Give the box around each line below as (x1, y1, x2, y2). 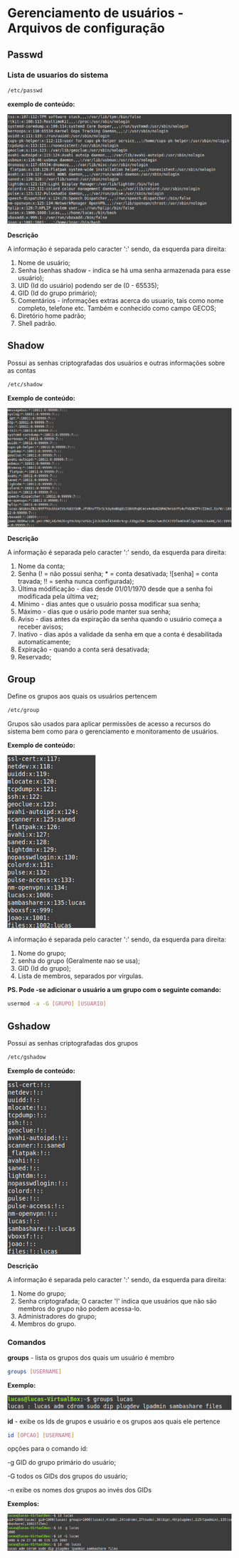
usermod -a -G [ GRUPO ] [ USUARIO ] (7, 1000, 107, 1008)
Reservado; (17, 652, 52, 661)
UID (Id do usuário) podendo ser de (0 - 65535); (17, 282, 159, 290)
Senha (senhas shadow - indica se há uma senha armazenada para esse (17, 266, 231, 275)
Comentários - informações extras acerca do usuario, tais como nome (17, 296, 224, 305)
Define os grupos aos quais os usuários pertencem (7, 692, 157, 701)
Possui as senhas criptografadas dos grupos (7, 1039, 139, 1047)
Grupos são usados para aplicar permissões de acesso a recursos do (7, 720, 211, 728)
